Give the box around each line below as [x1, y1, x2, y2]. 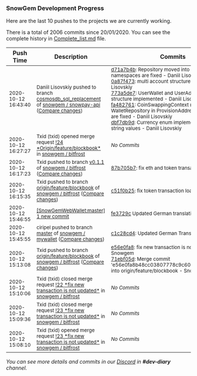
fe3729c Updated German [111, 210, 172, 217]
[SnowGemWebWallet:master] [36, 207, 106, 214]
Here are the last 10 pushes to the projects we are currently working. [6, 18, 172, 25]
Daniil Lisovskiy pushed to [36, 84, 97, 90]
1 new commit [36, 213, 69, 220]
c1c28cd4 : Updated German [111, 230, 178, 237]
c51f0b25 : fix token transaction [111, 187, 185, 194]
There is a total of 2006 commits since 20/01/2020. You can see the [6, 29, 171, 36]
